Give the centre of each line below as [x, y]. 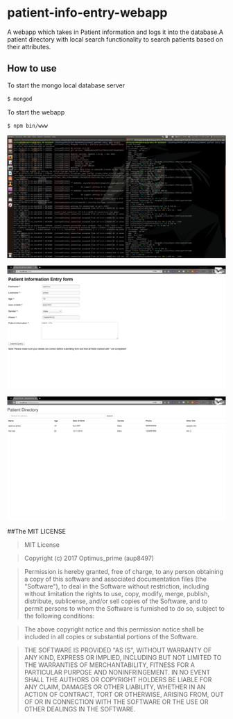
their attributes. [29, 46]
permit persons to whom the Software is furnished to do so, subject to [124, 608]
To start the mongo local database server [66, 85]
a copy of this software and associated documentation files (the [115, 579]
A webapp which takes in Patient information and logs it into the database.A [115, 32]
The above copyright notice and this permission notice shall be [114, 629]
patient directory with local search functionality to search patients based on [115, 39]
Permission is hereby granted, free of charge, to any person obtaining [124, 571]
